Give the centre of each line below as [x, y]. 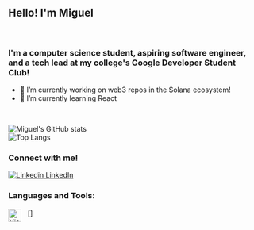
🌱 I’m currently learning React [68, 98]
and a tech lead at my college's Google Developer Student [122, 63]
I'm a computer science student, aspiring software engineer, [127, 52]
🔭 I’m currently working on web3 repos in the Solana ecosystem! [125, 90]
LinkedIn [60, 175]
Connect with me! [43, 158]
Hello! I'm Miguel [51, 13]
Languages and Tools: [52, 196]
